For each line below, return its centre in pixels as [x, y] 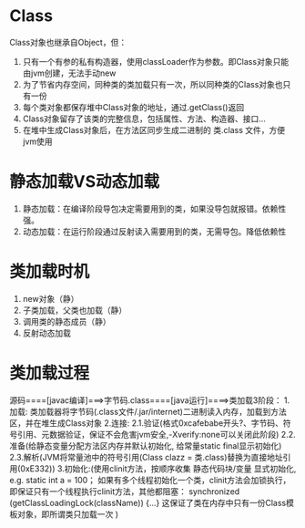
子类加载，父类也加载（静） [75, 310]
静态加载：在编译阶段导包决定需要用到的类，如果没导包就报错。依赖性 [154, 208]
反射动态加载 [46, 333]
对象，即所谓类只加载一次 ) [68, 514]
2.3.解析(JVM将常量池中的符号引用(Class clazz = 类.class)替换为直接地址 [147, 457]
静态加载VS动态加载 [85, 182]
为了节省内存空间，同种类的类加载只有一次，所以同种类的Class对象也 [153, 84]
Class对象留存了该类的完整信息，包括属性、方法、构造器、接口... [144, 119]
